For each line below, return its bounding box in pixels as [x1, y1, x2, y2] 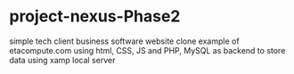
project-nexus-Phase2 [9, 6, 181, 27]
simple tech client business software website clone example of [9, 36, 240, 46]
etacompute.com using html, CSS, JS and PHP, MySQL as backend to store [9, 45, 286, 55]
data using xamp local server [9, 54, 116, 65]
